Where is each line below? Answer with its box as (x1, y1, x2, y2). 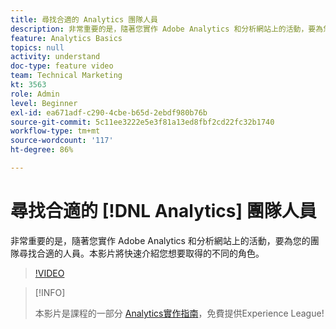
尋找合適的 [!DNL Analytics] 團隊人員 (10, 200, 317, 223)
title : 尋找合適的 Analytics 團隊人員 (10, 14, 158, 25)
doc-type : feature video (10, 61, 114, 71)
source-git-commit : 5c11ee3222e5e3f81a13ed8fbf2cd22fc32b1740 (10, 117, 275, 127)
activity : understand (10, 52, 101, 62)
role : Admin (10, 89, 60, 99)
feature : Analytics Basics (10, 33, 123, 43)
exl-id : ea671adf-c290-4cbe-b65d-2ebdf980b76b (10, 107, 208, 118)
